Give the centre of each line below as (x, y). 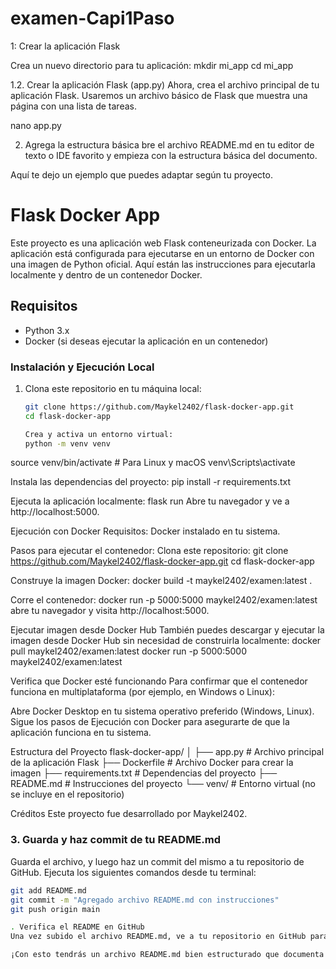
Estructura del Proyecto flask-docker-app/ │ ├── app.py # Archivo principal (167, 752)
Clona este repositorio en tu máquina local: (113, 388)
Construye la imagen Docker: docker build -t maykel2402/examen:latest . (161, 581)
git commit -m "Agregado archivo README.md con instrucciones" (145, 900)
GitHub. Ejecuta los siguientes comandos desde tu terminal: (133, 872)
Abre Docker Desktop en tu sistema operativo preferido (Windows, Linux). (162, 711)
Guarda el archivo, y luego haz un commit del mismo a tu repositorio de (157, 861)
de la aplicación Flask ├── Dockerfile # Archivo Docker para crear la (152, 763)
